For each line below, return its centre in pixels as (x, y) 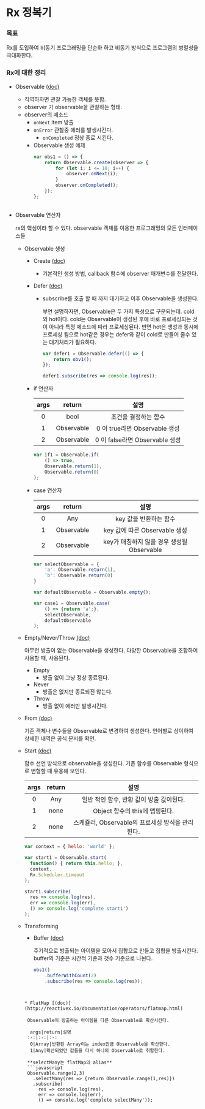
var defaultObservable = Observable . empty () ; (92, 592)
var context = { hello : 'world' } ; (69, 847)
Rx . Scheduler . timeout (57, 875)
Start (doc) (38, 751)
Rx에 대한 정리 (26, 73)
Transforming (41, 926)
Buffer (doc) (49, 937)
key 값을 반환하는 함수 (145, 518)
